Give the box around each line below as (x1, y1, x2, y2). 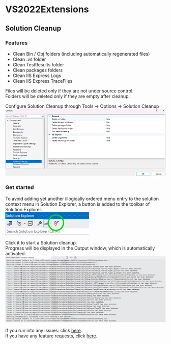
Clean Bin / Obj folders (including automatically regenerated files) (12, 51, 150, 57)
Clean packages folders (12, 67, 63, 73)
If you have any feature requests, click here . (5, 333, 98, 339)
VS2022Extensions (5, 4, 89, 15)
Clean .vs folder (12, 56, 46, 62)
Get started (5, 184, 34, 191)
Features (5, 39, 28, 46)
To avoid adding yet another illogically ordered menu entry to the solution (5, 195, 159, 202)
